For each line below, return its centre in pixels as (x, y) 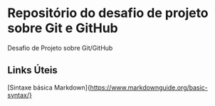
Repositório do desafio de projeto (108, 13)
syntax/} (20, 95)
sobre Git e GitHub (63, 28)
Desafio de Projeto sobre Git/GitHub (60, 48)
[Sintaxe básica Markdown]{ (49, 88)
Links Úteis (33, 70)
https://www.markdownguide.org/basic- (149, 88)
